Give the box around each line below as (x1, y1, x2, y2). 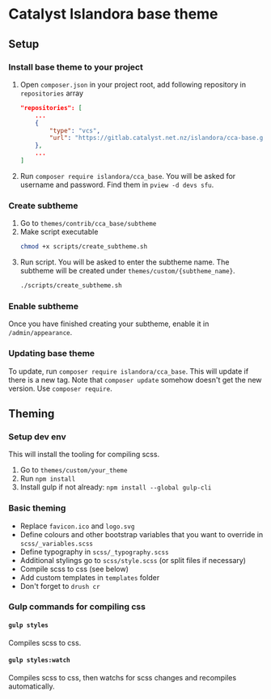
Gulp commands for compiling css (8, 601, 146, 612)
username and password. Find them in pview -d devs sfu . (19, 180, 214, 189)
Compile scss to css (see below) (19, 564, 129, 574)
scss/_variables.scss (19, 540, 93, 548)
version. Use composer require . (8, 383, 112, 393)
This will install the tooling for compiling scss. (8, 450, 160, 460)
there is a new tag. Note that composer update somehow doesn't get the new (8, 375, 262, 384)
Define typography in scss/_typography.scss (19, 547, 169, 557)
